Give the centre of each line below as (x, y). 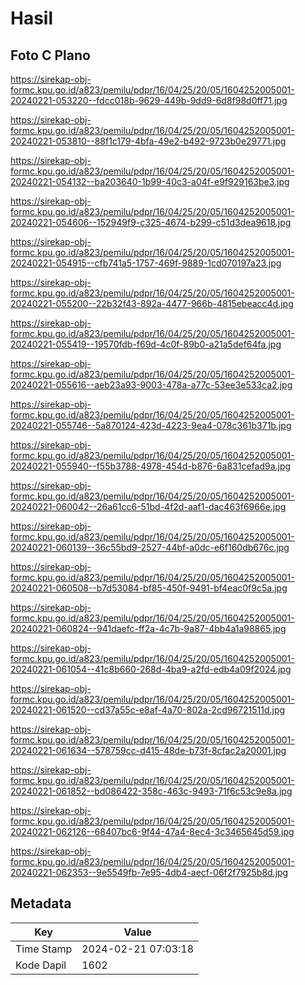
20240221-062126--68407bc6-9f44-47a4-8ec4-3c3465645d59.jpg (152, 831)
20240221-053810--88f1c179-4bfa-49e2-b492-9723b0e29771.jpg (148, 141)
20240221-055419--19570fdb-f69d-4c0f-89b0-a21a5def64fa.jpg (146, 344)
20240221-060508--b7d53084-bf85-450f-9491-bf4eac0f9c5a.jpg (149, 588)
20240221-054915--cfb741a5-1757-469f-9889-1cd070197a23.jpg (146, 263)
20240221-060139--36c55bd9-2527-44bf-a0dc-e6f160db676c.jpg (150, 547)
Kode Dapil (41, 965)
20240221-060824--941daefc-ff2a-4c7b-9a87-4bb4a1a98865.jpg (148, 628)
